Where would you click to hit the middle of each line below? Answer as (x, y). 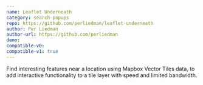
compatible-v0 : (26, 46)
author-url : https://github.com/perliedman (62, 35)
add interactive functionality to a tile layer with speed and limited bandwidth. (102, 75)
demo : (13, 40)
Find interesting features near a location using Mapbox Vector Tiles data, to (101, 69)
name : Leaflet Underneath (39, 12)
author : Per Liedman (33, 29)
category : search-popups (38, 18)
